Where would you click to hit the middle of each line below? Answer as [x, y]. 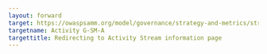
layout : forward [35, 15]
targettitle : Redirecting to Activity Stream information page [115, 38]
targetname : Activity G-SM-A [56, 30]
